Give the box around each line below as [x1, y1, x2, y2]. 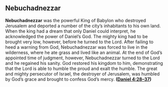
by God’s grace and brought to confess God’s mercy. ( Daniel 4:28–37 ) [5, 76, 152, 82]
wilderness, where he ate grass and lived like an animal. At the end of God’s [5, 49, 162, 55]
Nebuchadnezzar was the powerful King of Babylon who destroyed [5, 17, 146, 23]
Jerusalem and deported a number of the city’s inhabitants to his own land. [5, 23, 161, 29]
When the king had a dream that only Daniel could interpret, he [5, 28, 136, 34]
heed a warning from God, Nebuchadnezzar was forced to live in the [5, 44, 148, 50]
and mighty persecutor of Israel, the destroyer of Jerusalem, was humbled [5, 70, 160, 77]
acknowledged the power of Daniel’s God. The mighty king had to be [5, 33, 148, 39]
